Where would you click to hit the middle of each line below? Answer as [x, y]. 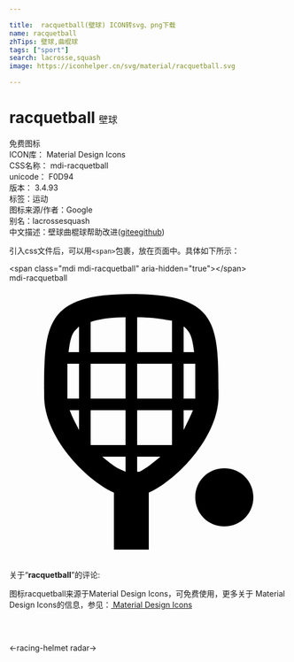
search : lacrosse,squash [55, 58]
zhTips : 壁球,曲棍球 [43, 42]
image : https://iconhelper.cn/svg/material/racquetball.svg [123, 66]
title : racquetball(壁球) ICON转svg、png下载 [93, 25]
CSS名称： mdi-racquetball [59, 165]
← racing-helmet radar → [53, 648]
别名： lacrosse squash [50, 220]
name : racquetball [43, 33]
